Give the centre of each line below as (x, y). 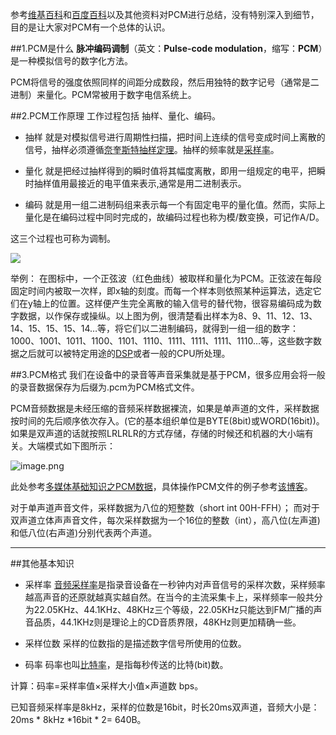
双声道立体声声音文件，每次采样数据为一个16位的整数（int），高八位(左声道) (165, 520)
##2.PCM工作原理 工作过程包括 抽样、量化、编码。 (115, 116)
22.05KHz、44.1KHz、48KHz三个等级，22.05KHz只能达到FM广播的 (173, 609)
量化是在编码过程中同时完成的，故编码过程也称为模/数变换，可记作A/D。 (174, 217)
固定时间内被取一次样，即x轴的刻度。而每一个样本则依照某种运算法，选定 (161, 291)
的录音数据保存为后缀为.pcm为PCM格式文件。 (105, 387)
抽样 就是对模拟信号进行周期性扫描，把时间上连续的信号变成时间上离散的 (175, 137)
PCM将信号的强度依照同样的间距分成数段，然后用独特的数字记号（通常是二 (165, 82)
